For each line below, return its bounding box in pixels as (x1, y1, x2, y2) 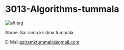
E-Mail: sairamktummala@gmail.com (5, 39, 80, 45)
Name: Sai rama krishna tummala (5, 29, 74, 35)
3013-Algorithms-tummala (5, 3, 119, 15)
